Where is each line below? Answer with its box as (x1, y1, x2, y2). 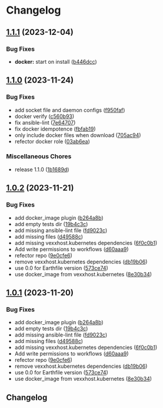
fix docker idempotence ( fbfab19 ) (14, 125, 96, 132)
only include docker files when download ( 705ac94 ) (14, 131, 141, 139)
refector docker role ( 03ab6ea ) (14, 138, 90, 145)
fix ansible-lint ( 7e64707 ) (14, 119, 76, 126)
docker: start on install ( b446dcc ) (14, 58, 97, 65)
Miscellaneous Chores (6, 152, 72, 161)
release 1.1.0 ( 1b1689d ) (14, 166, 69, 173)
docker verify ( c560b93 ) (14, 113, 75, 120)
